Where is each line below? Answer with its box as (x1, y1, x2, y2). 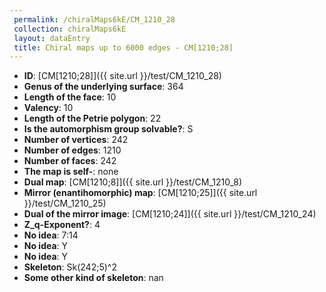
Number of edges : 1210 (23, 144, 122, 156)
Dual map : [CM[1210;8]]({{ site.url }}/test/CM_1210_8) (23, 176, 242, 188)
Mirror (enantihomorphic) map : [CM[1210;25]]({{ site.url (23, 187, 258, 199)
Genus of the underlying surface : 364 (23, 81, 184, 93)
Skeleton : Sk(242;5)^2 (23, 261, 117, 273)
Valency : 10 (23, 102, 74, 114)
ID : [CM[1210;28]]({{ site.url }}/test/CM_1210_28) (23, 70, 222, 82)
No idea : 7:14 (23, 229, 79, 241)
